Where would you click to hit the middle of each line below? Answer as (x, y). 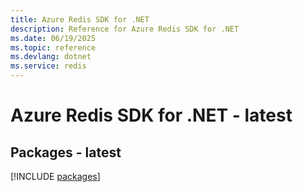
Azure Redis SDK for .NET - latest (151, 115)
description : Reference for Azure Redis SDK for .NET (125, 29)
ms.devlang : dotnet (51, 57)
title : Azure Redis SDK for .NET (80, 19)
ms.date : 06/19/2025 (53, 38)
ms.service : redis (48, 66)
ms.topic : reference (53, 47)
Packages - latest (66, 152)
